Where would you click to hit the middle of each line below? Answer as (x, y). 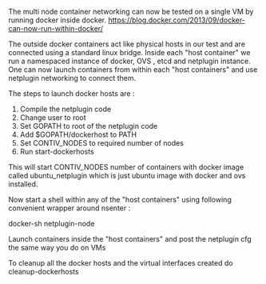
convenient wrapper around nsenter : (69, 208)
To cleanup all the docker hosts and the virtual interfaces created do (121, 263)
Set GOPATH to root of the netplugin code (89, 126)
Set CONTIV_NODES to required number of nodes (101, 143)
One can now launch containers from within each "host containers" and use (133, 70)
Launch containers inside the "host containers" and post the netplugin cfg (130, 239)
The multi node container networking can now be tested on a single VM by (131, 12)
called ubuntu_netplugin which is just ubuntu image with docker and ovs (127, 176)
